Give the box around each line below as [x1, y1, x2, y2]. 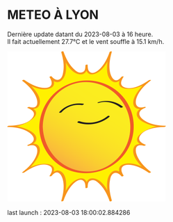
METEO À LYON [7, 7, 99, 23]
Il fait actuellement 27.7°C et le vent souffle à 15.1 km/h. [7, 37, 165, 45]
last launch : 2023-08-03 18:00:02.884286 [7, 208, 131, 216]
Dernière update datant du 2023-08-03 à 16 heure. [7, 30, 154, 38]
